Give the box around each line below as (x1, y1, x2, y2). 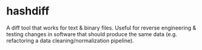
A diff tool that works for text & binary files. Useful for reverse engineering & (6, 24, 197, 31)
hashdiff (6, 4, 50, 18)
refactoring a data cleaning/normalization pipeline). (6, 37, 135, 44)
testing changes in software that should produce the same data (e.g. (6, 30, 178, 37)
